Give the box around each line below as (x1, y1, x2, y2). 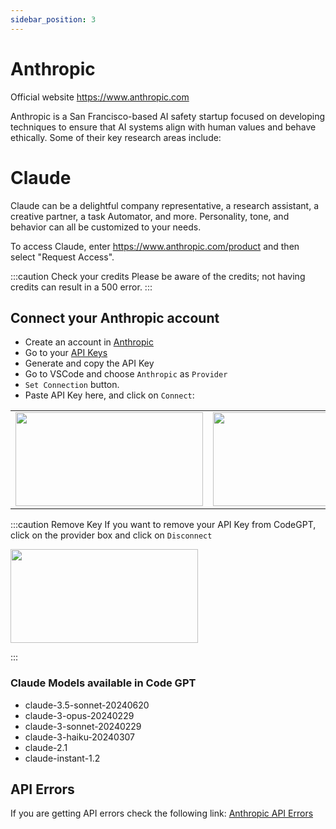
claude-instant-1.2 (24, 752, 101, 764)
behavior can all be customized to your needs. (10, 221, 202, 233)
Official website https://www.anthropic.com (10, 91, 190, 103)
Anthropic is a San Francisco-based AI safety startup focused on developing (10, 110, 326, 122)
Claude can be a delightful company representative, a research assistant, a (10, 199, 320, 211)
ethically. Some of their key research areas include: (10, 131, 222, 143)
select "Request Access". (10, 251, 115, 263)
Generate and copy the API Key (24, 357, 155, 370)
